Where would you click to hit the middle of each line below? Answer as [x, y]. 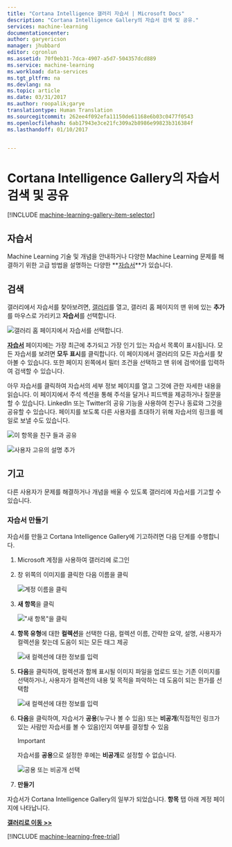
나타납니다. [35, 808]
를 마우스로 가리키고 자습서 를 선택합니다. [62, 315]
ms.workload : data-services [48, 71]
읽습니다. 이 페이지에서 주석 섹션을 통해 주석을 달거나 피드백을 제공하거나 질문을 [114, 394]
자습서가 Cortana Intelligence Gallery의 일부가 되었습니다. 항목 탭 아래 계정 [110, 799]
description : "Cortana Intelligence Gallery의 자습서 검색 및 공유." [103, 20]
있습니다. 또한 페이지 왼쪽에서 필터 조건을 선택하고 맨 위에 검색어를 [117, 362]
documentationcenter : [38, 33]
